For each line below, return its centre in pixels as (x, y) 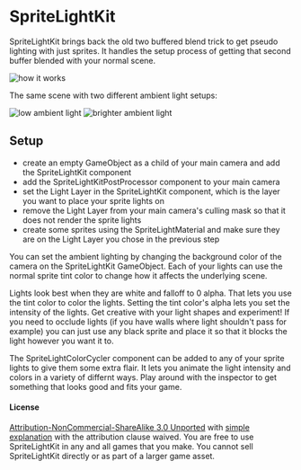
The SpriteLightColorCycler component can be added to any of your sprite (147, 358)
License (25, 407)
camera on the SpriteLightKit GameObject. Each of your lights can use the (146, 266)
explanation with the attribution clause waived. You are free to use (132, 437)
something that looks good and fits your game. (96, 386)
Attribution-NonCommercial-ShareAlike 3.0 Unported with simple (129, 427)
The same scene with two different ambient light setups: (114, 95)
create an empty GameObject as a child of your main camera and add (151, 163)
